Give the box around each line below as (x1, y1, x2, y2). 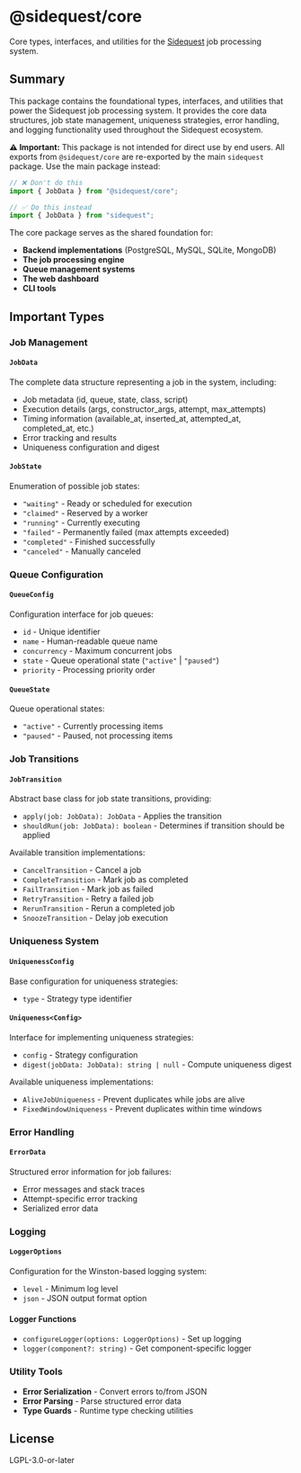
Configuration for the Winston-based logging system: (9, 1266, 208, 1276)
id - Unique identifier (22, 627, 101, 638)
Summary (9, 72, 66, 87)
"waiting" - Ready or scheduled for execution (22, 497, 192, 509)
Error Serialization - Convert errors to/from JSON (22, 1386, 208, 1397)
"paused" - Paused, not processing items (22, 730, 173, 741)
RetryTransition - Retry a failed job (22, 893, 155, 905)
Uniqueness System (9, 935, 100, 948)
